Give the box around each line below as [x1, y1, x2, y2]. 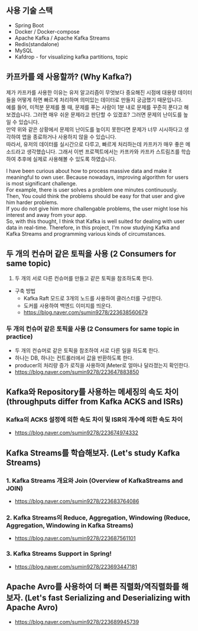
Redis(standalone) [14, 40, 59, 47]
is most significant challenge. [6, 180, 77, 187]
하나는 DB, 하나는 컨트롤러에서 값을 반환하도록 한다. [14, 354, 134, 361]
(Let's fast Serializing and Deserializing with [24, 593, 191, 603]
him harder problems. [6, 198, 59, 206]
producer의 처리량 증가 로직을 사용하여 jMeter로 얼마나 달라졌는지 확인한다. [14, 361, 190, 369]
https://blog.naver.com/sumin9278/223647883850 [14, 368, 139, 375]
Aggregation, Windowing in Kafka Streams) [6, 521, 134, 530]
